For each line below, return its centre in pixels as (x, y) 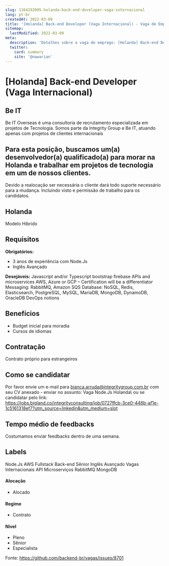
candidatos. (17, 196)
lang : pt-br (18, 15)
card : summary (29, 52)
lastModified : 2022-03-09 (37, 33)
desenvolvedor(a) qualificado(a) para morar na (80, 157)
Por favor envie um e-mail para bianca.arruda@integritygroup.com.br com (82, 387)
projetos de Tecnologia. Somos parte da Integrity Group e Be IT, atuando (80, 128)
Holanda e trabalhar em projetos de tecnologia (79, 165)
